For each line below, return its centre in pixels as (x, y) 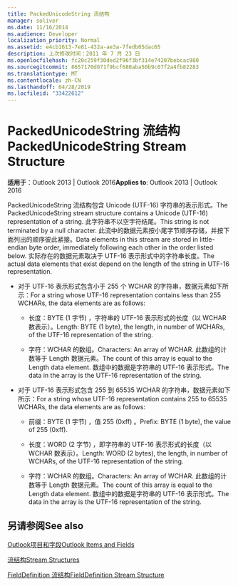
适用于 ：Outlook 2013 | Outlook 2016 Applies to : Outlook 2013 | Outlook (112, 183)
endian (17, 247)
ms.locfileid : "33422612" (46, 93)
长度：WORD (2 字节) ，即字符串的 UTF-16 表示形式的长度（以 (120, 444)
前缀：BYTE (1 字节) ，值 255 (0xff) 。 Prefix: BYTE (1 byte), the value (130, 422)
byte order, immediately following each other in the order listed (121, 247)
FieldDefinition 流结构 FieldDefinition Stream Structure (86, 575)
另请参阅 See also (46, 526)
